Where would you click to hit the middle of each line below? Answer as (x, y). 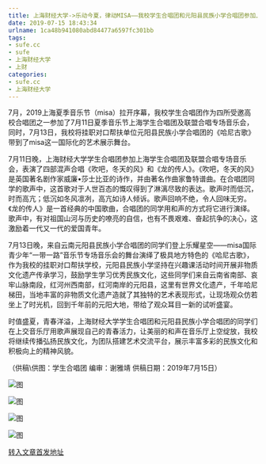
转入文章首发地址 (36, 452)
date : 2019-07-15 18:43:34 (53, 23)
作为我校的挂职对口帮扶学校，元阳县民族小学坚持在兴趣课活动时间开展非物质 (133, 265)
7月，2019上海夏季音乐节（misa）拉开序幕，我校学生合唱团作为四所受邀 (126, 112)
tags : (17, 38)
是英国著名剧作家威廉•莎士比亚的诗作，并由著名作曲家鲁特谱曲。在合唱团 (128, 179)
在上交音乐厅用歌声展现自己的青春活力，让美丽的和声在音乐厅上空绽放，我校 (133, 331)
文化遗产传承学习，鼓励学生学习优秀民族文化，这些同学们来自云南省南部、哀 (133, 275)
